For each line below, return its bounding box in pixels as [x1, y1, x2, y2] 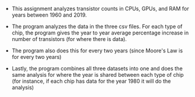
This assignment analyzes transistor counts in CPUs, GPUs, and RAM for [11, 5, 190, 12]
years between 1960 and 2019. [11, 11, 87, 18]
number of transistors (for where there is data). [11, 36, 127, 42]
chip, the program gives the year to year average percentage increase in [11, 29, 189, 36]
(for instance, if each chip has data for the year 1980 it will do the [11, 77, 171, 85]
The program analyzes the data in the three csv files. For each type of [11, 23, 183, 30]
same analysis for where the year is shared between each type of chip [11, 71, 184, 78]
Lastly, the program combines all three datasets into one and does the [11, 65, 183, 72]
